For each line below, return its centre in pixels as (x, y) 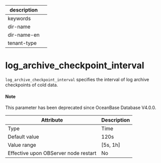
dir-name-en (24, 35)
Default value (23, 137)
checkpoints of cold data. (32, 85)
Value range (22, 145)
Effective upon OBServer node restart (52, 153)
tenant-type (22, 43)
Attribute (52, 120)
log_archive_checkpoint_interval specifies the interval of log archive (77, 79)
